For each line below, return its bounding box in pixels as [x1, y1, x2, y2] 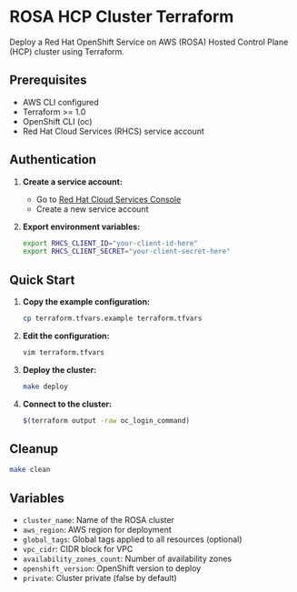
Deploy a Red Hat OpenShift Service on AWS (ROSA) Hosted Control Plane [9, 36, 289, 47]
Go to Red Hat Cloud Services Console [35, 194, 182, 205]
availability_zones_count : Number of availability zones [22, 553, 233, 565]
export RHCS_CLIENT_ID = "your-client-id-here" [22, 238, 198, 247]
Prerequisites [9, 73, 87, 88]
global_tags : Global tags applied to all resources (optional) [22, 534, 243, 545]
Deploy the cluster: [22, 364, 97, 375]
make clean [9, 466, 51, 475]
